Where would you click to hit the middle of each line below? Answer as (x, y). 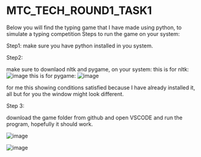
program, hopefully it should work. (50, 124)
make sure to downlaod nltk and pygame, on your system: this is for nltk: (98, 69)
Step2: (15, 57)
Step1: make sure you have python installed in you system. (80, 46)
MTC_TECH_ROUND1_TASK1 (79, 11)
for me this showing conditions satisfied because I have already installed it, (101, 87)
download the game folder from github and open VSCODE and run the (94, 117)
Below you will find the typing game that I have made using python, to (94, 27)
